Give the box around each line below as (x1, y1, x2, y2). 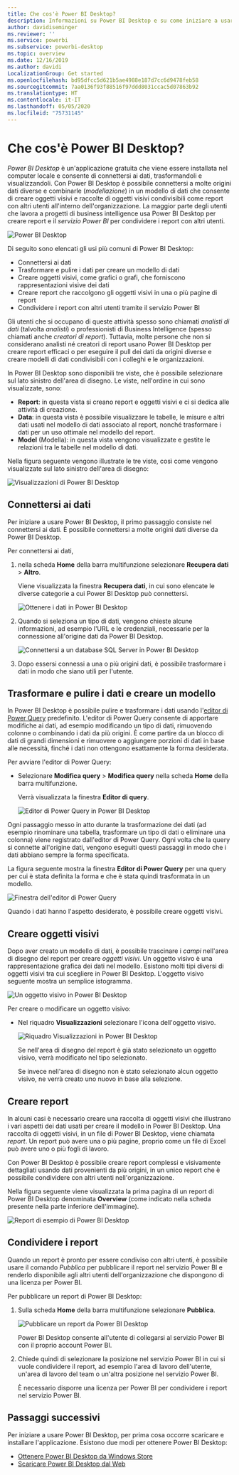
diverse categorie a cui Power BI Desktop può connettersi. (17, 589, 188, 597)
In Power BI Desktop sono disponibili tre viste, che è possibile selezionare (7, 368, 223, 377)
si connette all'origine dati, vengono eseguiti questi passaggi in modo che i (7, 843, 226, 852)
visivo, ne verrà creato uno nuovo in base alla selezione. (17, 1075, 183, 1083)
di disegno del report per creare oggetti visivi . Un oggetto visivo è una (7, 954, 213, 963)
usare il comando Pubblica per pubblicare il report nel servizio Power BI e (7, 1263, 223, 1272)
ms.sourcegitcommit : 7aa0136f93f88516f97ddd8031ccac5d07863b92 (7, 83, 199, 90)
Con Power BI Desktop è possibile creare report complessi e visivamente (7, 1158, 221, 1166)
